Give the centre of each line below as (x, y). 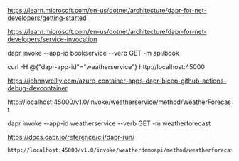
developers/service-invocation (52, 39)
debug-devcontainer (37, 88)
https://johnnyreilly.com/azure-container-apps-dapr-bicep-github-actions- (117, 80)
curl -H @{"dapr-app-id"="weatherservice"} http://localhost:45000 (106, 67)
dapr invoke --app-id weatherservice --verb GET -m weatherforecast (109, 123)
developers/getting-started (47, 18)
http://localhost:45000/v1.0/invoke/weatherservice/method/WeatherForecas (119, 102)
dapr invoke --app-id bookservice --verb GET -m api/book (93, 53)
